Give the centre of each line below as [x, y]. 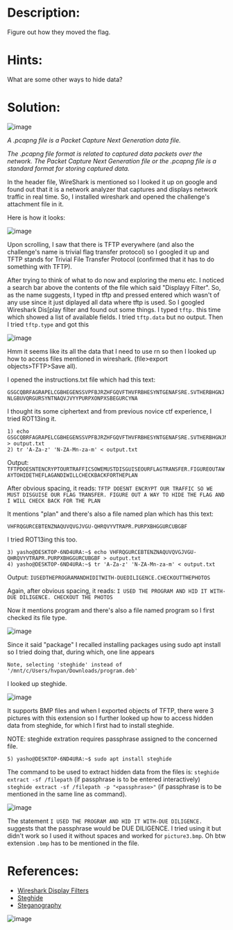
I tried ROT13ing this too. [42, 539]
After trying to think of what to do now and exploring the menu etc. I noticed [115, 280]
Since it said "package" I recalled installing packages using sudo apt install [114, 644]
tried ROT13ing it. [32, 418]
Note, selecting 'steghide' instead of [65, 664]
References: [43, 871]
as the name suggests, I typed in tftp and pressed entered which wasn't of [113, 295]
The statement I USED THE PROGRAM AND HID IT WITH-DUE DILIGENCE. [105, 821]
